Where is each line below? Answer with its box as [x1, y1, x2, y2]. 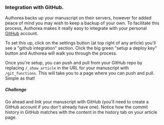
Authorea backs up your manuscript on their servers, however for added [5, 15, 152, 21]
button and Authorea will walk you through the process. [5, 50, 117, 56]
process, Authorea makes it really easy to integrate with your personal [5, 25, 147, 31]
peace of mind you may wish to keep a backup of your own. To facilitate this [5, 20, 160, 26]
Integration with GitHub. [5, 4, 64, 11]
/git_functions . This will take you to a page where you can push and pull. [5, 70, 155, 76]
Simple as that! [5, 75, 35, 82]
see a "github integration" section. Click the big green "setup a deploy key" [5, 45, 157, 51]
